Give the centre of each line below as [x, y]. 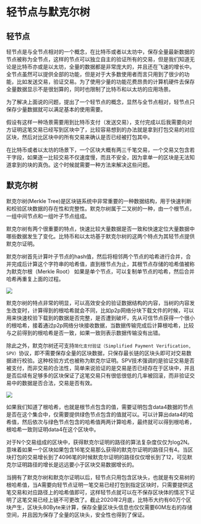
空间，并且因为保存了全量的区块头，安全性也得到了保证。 [77, 514]
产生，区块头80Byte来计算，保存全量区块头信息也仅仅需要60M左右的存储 [102, 507]
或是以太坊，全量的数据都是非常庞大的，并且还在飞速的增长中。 [116, 67]
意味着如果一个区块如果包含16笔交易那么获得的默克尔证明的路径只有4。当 [97, 449]
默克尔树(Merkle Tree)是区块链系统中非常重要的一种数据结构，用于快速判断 [99, 201]
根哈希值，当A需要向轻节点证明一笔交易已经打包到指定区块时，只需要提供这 [100, 484]
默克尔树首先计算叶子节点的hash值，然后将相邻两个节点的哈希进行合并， [96, 256]
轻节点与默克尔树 [48, 12]
